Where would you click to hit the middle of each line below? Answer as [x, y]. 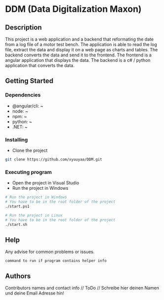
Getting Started [29, 81]
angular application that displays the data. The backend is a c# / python [78, 60]
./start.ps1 [17, 206]
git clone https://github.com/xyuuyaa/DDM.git [54, 159]
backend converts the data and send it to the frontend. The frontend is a [78, 55]
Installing [16, 139]
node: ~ [20, 111]
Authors [18, 276]
